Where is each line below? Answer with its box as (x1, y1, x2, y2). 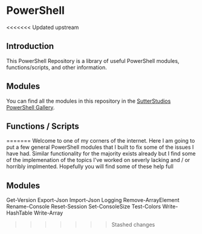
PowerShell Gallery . (6, 103, 55, 111)
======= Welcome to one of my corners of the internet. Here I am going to (6, 137, 195, 145)
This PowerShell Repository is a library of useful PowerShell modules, (6, 57, 180, 64)
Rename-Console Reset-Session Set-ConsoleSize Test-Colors (6, 203, 161, 210)
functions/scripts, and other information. (6, 63, 107, 71)
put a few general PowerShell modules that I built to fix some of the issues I (6, 143, 194, 151)
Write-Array (33, 209, 64, 216)
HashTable (6, 209, 33, 216)
